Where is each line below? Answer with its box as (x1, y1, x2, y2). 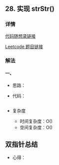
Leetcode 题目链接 (5, 44, 43, 50)
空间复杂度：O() (19, 124, 53, 130)
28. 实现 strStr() (5, 4, 55, 13)
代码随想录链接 (5, 33, 36, 39)
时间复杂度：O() (19, 118, 53, 124)
